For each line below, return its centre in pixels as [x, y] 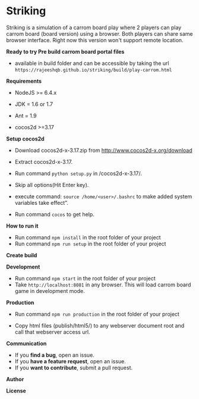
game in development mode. [50, 291]
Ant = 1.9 [26, 116]
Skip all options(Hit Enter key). [52, 185]
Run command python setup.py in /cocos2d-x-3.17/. [78, 173]
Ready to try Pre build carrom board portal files [65, 51]
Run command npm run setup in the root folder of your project [90, 244]
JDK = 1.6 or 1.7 [34, 104]
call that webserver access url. [52, 332]
